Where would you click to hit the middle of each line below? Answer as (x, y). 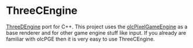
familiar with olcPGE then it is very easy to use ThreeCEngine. (80, 39)
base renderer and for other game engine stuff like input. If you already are (96, 32)
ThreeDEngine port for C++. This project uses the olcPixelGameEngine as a (97, 27)
